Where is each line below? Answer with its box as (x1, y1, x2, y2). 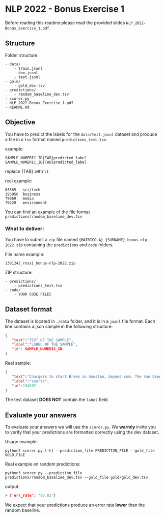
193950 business (5, 192, 41, 197)
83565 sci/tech (5, 187, 41, 192)
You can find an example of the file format (5, 209, 90, 215)
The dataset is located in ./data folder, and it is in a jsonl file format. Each (5, 318, 156, 324)
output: (5, 484, 20, 489)
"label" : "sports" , (11, 378, 50, 384)
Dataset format (5, 305, 53, 314)
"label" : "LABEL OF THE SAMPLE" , (11, 342, 78, 347)
